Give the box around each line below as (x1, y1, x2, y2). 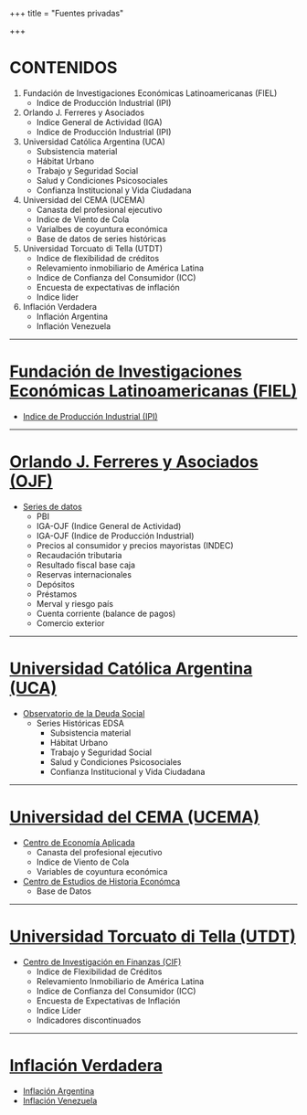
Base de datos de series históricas (36, 233, 166, 244)
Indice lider (36, 292, 79, 303)
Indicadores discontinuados (36, 1014, 142, 1025)
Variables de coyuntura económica (36, 865, 168, 876)
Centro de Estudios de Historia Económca (22, 876, 181, 887)
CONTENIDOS (9, 58, 118, 79)
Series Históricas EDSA (36, 717, 125, 728)
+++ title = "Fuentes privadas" (9, 8, 124, 18)
